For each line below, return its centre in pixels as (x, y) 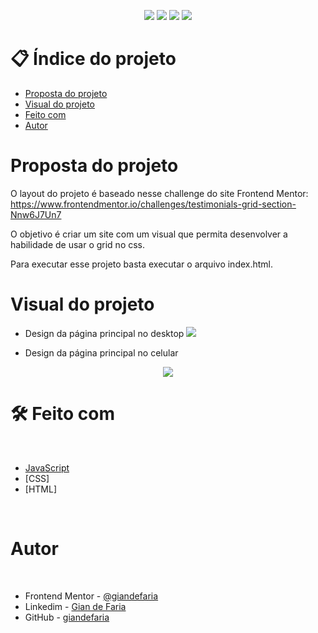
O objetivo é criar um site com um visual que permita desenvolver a (149, 234)
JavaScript (47, 467)
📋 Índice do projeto (93, 59)
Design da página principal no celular (101, 352)
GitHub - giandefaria (67, 617)
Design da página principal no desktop (104, 333)
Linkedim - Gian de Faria (75, 606)
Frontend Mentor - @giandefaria (91, 596)
